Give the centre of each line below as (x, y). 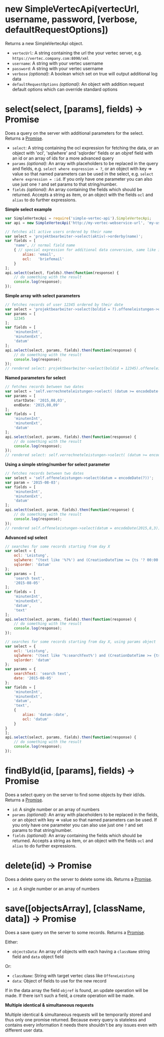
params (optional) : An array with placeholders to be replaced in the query (85, 163)
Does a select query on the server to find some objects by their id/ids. (75, 795)
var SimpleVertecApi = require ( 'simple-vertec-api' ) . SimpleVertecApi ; (78, 218)
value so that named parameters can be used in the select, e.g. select (83, 174)
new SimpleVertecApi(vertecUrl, (72, 9)
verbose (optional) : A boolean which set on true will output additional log (85, 73)
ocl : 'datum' (36, 719)
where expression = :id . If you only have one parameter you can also (82, 179)
